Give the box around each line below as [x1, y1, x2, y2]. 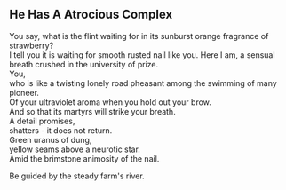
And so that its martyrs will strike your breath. [9, 106, 176, 116]
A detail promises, [9, 115, 75, 126]
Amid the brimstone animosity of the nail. [9, 153, 160, 163]
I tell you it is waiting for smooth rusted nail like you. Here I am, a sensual [9, 49, 275, 60]
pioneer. [9, 87, 40, 98]
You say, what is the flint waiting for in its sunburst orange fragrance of [9, 30, 269, 41]
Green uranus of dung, [9, 134, 92, 145]
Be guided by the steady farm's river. [9, 170, 145, 181]
